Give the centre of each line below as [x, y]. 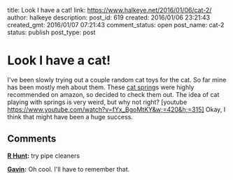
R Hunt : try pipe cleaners [44, 156]
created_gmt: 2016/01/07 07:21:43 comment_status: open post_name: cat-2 [116, 25]
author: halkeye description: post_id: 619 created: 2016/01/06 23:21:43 [109, 17]
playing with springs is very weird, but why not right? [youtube [97, 102]
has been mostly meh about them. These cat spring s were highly [101, 87]
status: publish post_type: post [51, 32]
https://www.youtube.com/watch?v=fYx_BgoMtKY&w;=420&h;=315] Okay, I [116, 109]
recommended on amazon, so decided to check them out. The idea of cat [113, 94]
